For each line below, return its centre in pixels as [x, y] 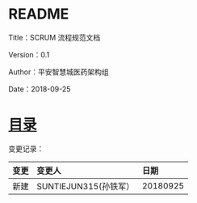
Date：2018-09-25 [40, 89]
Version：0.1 [29, 54]
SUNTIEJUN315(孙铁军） [86, 186]
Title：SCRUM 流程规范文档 [54, 37]
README [39, 14]
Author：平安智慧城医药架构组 [59, 72]
